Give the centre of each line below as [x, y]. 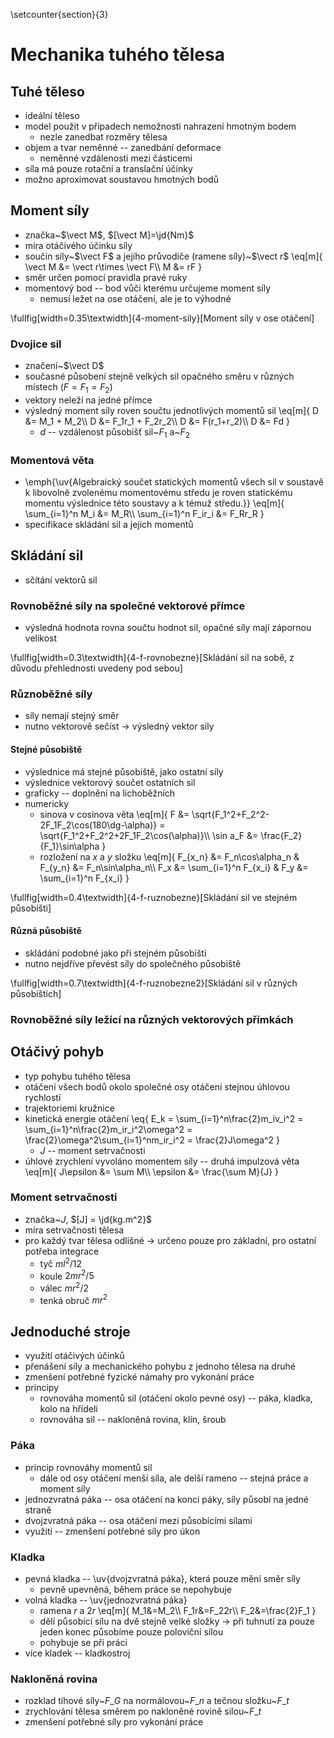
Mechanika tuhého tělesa [117, 55]
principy [41, 1388]
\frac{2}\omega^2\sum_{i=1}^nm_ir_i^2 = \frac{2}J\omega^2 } [152, 1140]
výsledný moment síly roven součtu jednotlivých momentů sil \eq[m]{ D [172, 410]
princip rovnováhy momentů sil [88, 1467]
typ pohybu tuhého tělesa [78, 1076]
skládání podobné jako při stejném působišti [115, 953]
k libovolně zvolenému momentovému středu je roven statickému [158, 492]
